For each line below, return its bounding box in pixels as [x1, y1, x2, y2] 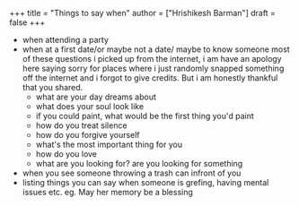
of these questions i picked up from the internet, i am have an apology [22, 54, 282, 64]
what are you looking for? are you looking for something [35, 159, 243, 168]
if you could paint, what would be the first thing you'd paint [35, 111, 254, 121]
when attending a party [22, 35, 110, 45]
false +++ [9, 17, 46, 28]
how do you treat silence [35, 120, 128, 131]
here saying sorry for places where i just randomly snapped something [22, 63, 285, 73]
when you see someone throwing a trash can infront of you [22, 167, 242, 178]
